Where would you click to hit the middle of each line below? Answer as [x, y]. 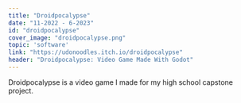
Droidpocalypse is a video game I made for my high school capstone [120, 82]
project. [21, 90]
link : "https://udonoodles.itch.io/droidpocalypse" [95, 52]
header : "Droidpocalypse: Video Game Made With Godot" [101, 60]
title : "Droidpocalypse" [49, 15]
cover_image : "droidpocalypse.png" [67, 38]
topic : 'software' [39, 45]
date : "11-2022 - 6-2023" [51, 23]
